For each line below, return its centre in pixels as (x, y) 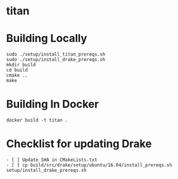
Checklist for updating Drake (79, 144)
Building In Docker (53, 104)
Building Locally (47, 39)
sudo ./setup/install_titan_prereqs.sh (56, 54)
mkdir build (21, 65)
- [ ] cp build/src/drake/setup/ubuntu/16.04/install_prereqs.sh (89, 165)
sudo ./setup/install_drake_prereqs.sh (56, 60)
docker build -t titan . (37, 120)
